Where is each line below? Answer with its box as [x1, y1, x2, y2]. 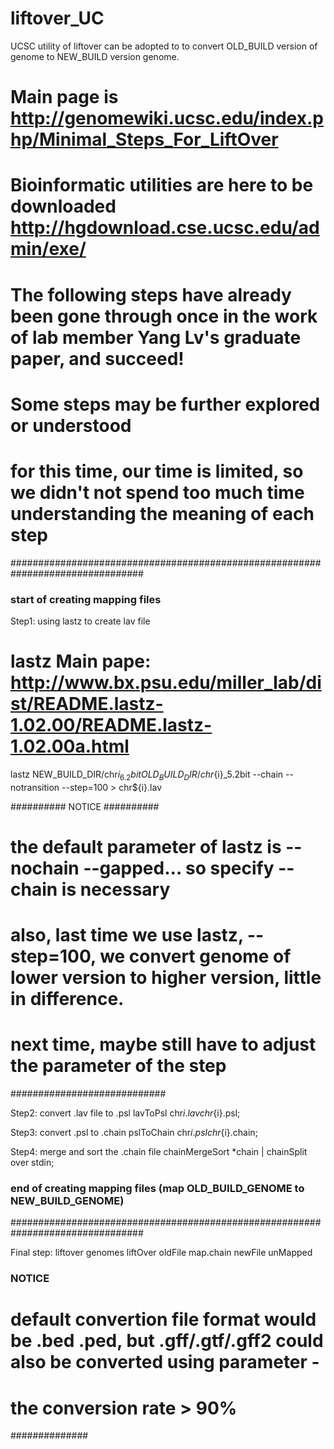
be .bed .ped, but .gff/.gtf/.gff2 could [10, 1330, 324, 1352]
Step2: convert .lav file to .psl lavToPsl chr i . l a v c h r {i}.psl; [10, 1107, 241, 1119]
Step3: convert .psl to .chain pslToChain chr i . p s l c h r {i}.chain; [10, 1126, 258, 1138]
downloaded [10, 195, 117, 218]
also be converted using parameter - [10, 1351, 320, 1374]
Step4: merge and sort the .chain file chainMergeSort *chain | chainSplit [10, 1145, 308, 1157]
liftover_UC [10, 7, 105, 30]
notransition [10, 781, 60, 793]
